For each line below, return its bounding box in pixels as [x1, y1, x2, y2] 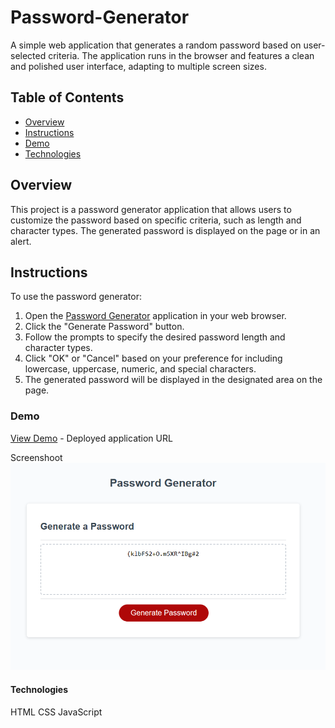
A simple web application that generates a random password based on [10, 39, 302, 51]
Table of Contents [10, 89, 125, 106]
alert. [10, 235, 32, 247]
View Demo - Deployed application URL [10, 432, 173, 444]
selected [10, 49, 47, 61]
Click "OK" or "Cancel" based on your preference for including [24, 352, 283, 365]
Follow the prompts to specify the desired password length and [24, 331, 286, 343]
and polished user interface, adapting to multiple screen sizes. [10, 60, 267, 72]
